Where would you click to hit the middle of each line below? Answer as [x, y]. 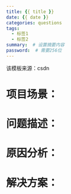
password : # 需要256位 [34, 51]
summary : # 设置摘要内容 [35, 45]
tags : [13, 28]
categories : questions [34, 23]
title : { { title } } [30, 12]
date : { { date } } [28, 17]
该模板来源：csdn [28, 68]
